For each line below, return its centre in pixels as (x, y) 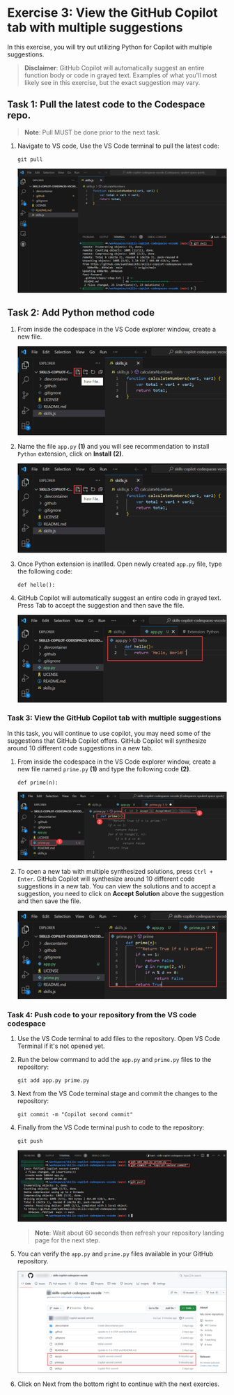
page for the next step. (68, 1240)
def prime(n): (38, 783)
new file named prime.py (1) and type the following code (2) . (104, 769)
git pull (30, 159)
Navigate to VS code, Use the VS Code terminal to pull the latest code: (118, 146)
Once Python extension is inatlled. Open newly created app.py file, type (119, 564)
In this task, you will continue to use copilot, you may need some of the (109, 733)
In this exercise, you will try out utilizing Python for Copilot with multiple (110, 47)
